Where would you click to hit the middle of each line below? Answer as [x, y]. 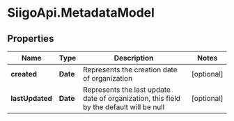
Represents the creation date [130, 70]
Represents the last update [126, 90]
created [24, 74]
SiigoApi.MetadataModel [81, 13]
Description [134, 58]
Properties [31, 39]
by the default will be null [124, 107]
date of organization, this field [132, 98]
